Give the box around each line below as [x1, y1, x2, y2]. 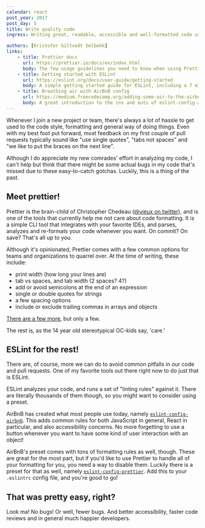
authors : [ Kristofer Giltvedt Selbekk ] [6, 43, 108, 49]
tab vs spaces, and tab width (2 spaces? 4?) [15, 277, 127, 284]
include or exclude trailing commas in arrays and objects [15, 303, 157, 310]
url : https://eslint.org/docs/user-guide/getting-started [22, 77, 173, 83]
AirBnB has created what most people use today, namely [6, 411, 149, 418]
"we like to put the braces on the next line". [6, 142, 115, 150]
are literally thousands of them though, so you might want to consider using [6, 392, 196, 400]
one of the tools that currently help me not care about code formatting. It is [6, 214, 195, 221]
